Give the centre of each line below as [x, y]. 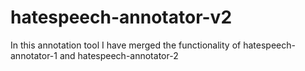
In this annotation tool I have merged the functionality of [126, 45]
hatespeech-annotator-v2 [121, 17]
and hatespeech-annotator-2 [119, 55]
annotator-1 [34, 55]
